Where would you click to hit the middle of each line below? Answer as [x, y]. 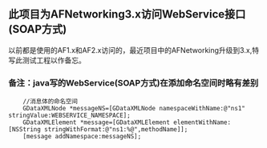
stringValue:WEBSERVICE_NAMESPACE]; [69, 116]
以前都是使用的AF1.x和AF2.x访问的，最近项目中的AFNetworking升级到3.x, [130, 50]
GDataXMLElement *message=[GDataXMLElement [97, 122]
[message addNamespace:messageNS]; [82, 137]
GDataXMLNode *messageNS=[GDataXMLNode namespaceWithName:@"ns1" [134, 109]
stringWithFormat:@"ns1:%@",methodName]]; [116, 130]
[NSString [25, 130]
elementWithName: [202, 122]
